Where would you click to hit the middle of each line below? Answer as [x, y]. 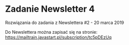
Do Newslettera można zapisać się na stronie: [51, 32]
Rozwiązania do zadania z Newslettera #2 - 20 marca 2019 [64, 22]
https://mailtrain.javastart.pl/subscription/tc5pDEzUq [58, 37]
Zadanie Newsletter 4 [50, 9]
